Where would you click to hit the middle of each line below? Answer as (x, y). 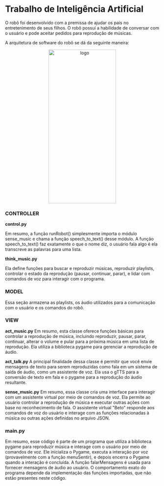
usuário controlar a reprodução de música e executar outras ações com (77, 402)
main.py (15, 430)
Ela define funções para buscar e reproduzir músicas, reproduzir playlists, (80, 269)
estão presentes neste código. (36, 478)
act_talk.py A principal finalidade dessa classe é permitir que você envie (79, 361)
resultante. (16, 382)
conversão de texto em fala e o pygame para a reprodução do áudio (74, 377)
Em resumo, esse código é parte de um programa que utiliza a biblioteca (78, 442)
